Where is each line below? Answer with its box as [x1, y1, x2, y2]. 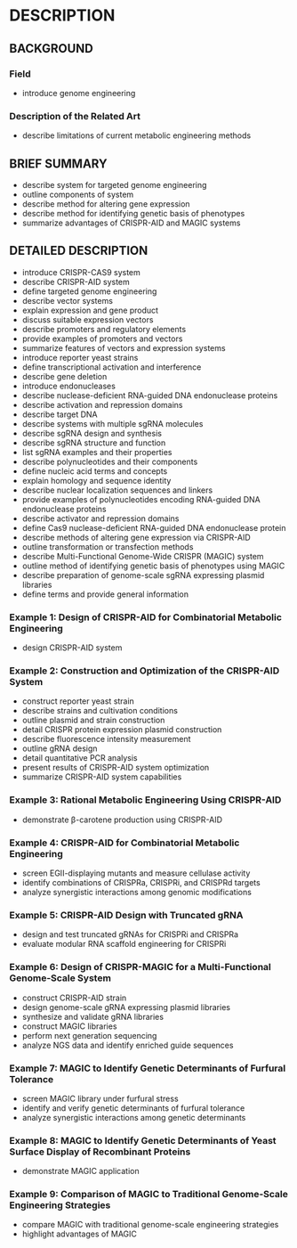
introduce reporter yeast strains [21, 352, 139, 363]
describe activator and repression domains [21, 513, 180, 524]
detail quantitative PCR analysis [21, 753, 138, 763]
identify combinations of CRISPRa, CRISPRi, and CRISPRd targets [21, 877, 261, 887]
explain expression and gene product [21, 305, 158, 315]
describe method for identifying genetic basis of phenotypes [21, 208, 245, 218]
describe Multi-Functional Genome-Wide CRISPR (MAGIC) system [21, 551, 264, 561]
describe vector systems [21, 295, 114, 306]
